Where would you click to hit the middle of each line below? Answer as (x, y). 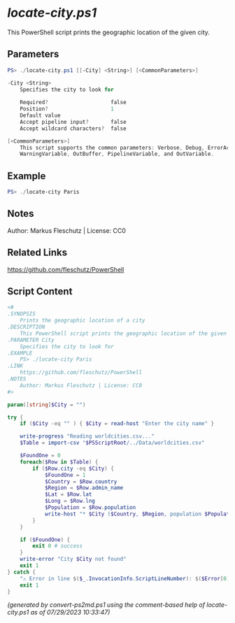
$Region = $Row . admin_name (84, 488)
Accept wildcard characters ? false (73, 128)
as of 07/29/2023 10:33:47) (70, 613)
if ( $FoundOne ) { (45, 540)
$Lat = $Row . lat (68, 494)
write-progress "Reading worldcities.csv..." (87, 436)
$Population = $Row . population (90, 508)
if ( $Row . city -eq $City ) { (73, 468)
